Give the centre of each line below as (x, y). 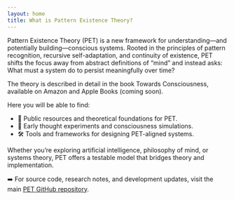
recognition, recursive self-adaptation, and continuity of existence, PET (110, 55)
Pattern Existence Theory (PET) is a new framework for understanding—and (117, 40)
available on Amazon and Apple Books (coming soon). (85, 91)
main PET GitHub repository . (48, 189)
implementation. (30, 165)
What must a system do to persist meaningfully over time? (91, 70)
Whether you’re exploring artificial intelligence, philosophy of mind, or (108, 150)
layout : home (26, 14)
